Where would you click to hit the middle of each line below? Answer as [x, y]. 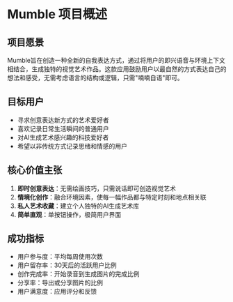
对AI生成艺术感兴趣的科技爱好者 [63, 137]
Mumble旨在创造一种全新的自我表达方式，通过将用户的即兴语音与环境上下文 [116, 60]
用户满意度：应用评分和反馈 [57, 292]
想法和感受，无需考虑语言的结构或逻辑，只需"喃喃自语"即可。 [96, 78]
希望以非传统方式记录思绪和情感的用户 [72, 146]
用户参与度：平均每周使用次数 [60, 257]
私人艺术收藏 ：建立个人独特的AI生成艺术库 [78, 206]
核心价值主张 [35, 171]
